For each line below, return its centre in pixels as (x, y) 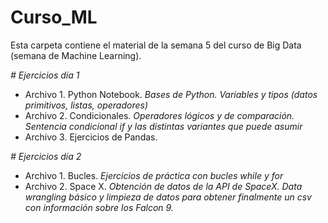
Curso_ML (54, 17)
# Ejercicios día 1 (45, 75)
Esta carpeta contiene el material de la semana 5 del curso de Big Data (156, 45)
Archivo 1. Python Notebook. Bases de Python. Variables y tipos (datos (171, 94)
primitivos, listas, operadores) (86, 105)
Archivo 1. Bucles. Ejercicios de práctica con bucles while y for (154, 175)
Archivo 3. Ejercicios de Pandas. (91, 137)
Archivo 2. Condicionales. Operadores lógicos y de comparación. (159, 115)
